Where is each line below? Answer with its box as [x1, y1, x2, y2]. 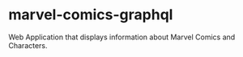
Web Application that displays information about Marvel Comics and [8, 32, 236, 42]
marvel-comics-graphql [8, 6, 173, 24]
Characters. [8, 40, 48, 50]
